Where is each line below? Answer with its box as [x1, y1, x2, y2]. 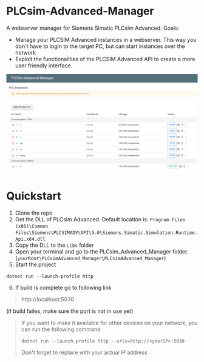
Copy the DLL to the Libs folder [15, 241, 94, 249]
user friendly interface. [15, 62, 73, 69]
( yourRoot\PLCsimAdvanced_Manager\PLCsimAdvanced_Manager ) [15, 255, 166, 262]
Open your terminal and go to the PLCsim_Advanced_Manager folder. [15, 248, 189, 255]
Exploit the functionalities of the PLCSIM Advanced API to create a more [15, 55, 195, 62]
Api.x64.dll [15, 236, 46, 243]
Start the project [15, 261, 56, 268]
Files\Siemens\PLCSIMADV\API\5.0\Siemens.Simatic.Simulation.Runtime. [15, 230, 198, 236]
